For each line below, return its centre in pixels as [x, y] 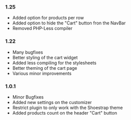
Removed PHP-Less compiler [42, 28]
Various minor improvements [42, 73]
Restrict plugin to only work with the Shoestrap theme [67, 108]
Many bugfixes [28, 52]
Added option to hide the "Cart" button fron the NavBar [69, 23]
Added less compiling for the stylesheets [54, 63]
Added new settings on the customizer [52, 102]
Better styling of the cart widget [45, 57]
